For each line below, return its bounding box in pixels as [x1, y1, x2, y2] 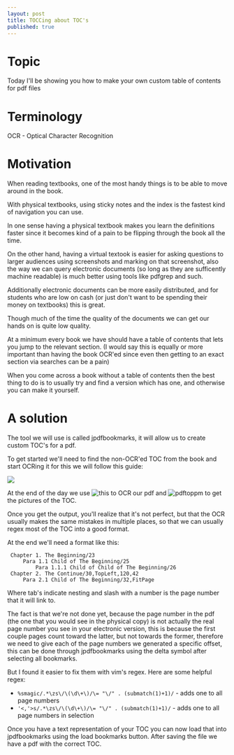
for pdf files [7, 84, 41, 92]
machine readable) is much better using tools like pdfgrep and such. [7, 272, 204, 281]
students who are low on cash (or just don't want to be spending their [7, 293, 207, 302]
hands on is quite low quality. [7, 321, 91, 330]
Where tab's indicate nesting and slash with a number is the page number [7, 589, 220, 597]
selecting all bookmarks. [7, 654, 78, 663]
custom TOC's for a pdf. [7, 441, 77, 450]
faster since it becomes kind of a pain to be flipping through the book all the [7, 229, 226, 237]
